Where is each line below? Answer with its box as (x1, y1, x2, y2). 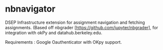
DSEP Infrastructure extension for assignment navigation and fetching (5, 19, 145, 25)
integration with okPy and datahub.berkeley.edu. (5, 30, 103, 35)
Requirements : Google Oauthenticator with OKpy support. (5, 39, 122, 45)
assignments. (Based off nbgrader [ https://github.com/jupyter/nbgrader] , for (5, 24, 158, 30)
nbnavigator (5, 3, 56, 15)
